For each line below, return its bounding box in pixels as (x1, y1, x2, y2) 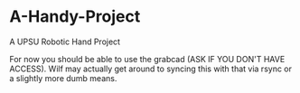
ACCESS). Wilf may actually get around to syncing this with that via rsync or (9, 63, 292, 74)
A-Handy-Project (9, 6, 141, 27)
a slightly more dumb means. (9, 72, 117, 83)
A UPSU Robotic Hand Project (9, 36, 120, 47)
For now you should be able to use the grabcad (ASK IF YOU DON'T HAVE (9, 53, 286, 64)
